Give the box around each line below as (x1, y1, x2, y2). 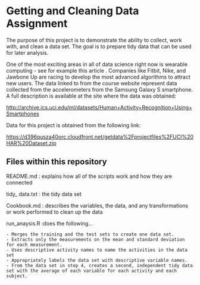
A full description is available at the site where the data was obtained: (6, 92, 177, 99)
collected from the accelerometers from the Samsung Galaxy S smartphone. (6, 86, 193, 93)
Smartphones (6, 110, 40, 117)
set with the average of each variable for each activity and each (6, 268, 177, 274)
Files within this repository (6, 156, 107, 167)
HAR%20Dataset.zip (6, 139, 57, 146)
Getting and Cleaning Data (6, 4, 139, 18)
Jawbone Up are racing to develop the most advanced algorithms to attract (6, 73, 190, 80)
